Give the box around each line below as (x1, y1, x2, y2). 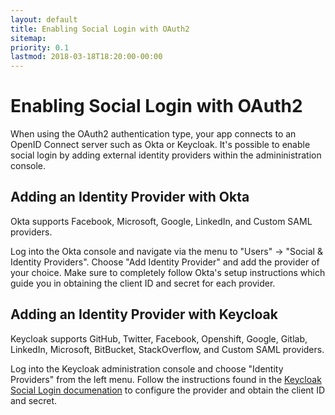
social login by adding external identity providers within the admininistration (10, 149, 322, 161)
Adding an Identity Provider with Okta (10, 189, 250, 206)
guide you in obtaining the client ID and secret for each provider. (10, 277, 276, 289)
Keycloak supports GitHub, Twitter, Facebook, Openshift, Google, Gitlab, (10, 332, 308, 345)
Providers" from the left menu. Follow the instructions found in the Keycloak (10, 373, 322, 385)
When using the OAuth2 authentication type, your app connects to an (10, 128, 297, 140)
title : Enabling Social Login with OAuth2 (10, 24, 190, 34)
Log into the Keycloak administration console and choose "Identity (10, 362, 284, 375)
